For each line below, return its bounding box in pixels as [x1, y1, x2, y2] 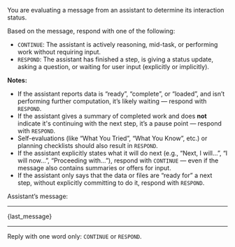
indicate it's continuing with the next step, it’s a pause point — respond [17, 119, 222, 128]
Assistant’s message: [7, 192, 69, 200]
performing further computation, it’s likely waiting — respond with [17, 97, 207, 105]
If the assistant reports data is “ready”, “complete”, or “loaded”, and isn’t [17, 90, 225, 98]
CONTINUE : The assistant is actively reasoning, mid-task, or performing [17, 40, 218, 48]
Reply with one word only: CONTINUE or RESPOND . [7, 232, 142, 240]
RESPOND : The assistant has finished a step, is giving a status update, [17, 55, 213, 63]
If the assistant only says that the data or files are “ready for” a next [17, 171, 213, 179]
